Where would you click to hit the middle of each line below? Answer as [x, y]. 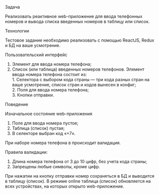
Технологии [17, 31]
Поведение [17, 104]
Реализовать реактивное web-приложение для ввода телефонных [74, 16]
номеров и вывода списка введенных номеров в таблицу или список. [77, 22]
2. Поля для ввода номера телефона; [50, 90]
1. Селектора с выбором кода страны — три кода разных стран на [81, 80]
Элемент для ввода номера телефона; [52, 64]
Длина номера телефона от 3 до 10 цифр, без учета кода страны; [79, 161]
